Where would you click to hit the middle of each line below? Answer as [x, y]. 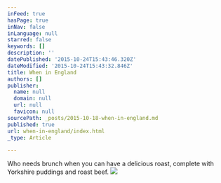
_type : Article [29, 137]
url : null [28, 105]
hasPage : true [28, 20]
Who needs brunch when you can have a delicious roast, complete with [110, 164]
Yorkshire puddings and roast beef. [58, 172]
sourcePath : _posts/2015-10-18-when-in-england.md [83, 118]
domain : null [33, 99]
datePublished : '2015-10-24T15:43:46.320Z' [72, 60]
